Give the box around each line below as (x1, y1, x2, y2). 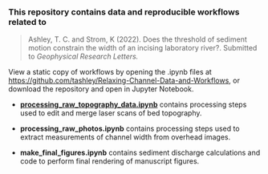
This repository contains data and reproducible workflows (8, 6, 240, 18)
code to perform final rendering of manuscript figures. (19, 156, 200, 166)
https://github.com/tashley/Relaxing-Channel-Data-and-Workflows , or (8, 75, 241, 86)
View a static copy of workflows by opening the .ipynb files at (8, 67, 213, 77)
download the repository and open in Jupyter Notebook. (8, 84, 194, 94)
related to (8, 16, 47, 27)
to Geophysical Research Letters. (27, 51, 139, 62)
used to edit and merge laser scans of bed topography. (19, 108, 202, 118)
